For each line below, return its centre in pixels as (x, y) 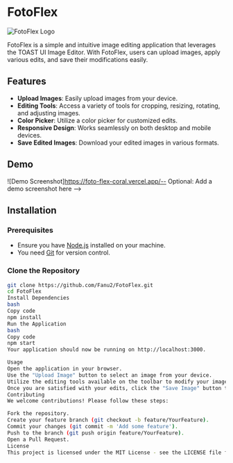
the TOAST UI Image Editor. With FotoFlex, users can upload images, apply (114, 52)
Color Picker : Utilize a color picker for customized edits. (97, 120)
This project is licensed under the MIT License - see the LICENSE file (114, 453)
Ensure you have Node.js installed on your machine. (91, 245)
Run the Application (37, 324)
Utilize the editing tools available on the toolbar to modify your (108, 382)
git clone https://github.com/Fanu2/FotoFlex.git (80, 285)
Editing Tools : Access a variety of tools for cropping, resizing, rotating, (119, 106)
